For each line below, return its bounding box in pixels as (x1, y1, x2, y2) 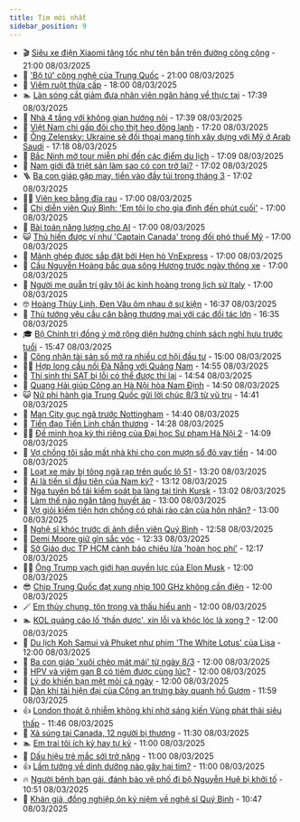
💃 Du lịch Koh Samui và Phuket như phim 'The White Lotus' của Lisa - (22, 637, 282, 648)
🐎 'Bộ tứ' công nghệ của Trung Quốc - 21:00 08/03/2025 (22, 70, 235, 80)
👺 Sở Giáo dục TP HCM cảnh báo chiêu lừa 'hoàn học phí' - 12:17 (22, 543, 264, 554)
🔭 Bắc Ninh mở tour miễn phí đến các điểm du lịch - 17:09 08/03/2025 (22, 150, 285, 161)
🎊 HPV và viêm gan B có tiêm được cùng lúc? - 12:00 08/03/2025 (22, 666, 267, 677)
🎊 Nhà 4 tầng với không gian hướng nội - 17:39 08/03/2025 (22, 112, 243, 123)
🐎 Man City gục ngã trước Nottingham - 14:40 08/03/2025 (22, 408, 239, 419)
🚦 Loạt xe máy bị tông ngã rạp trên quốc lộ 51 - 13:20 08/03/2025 (22, 466, 267, 477)
